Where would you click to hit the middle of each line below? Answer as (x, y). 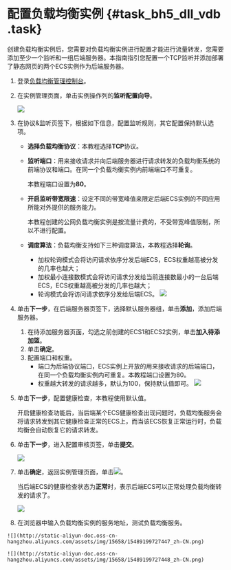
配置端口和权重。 (52, 358)
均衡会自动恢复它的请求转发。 (59, 430)
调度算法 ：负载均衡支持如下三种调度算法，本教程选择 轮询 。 (112, 245)
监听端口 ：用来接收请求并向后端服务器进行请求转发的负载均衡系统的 (124, 161)
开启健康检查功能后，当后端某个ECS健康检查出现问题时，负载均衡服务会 (119, 413)
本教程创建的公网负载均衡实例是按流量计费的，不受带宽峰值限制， (121, 221)
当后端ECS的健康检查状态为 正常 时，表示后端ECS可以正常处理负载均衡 (117, 486)
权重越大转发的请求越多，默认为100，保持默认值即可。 (115, 383)
